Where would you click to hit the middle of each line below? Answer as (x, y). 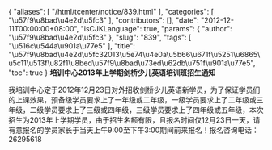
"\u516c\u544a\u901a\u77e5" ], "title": (72, 46)
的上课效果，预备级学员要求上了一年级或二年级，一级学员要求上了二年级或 (132, 100)
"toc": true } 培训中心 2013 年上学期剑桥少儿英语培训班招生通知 (112, 73)
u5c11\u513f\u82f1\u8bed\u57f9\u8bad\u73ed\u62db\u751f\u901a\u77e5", (132, 63)
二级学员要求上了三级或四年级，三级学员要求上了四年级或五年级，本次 (147, 110)
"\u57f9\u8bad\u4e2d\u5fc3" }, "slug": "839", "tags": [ (100, 37)
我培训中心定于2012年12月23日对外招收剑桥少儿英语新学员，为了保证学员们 (134, 90)
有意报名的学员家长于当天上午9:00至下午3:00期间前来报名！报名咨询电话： (134, 130)
